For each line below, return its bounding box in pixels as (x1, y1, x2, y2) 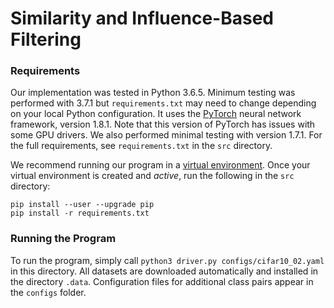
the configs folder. (10, 286, 87, 298)
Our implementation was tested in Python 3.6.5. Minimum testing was (10, 87, 296, 99)
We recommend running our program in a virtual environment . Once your (10, 159, 311, 171)
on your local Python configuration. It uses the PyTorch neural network (10, 108, 302, 120)
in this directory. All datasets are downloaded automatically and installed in (10, 265, 319, 277)
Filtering (10, 28, 82, 51)
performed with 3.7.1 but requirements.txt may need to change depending (10, 97, 317, 109)
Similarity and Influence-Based (10, 7, 274, 30)
